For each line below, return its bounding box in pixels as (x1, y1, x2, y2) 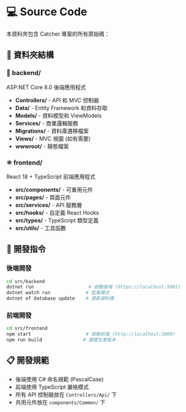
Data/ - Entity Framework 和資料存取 (15, 104, 108, 111)
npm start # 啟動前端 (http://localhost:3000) (6, 331, 176, 338)
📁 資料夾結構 (6, 50, 54, 60)
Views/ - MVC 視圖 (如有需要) (15, 134, 91, 142)
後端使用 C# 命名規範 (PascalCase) (15, 375, 104, 383)
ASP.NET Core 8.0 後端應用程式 (6, 84, 86, 91)
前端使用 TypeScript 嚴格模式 (15, 383, 89, 391)
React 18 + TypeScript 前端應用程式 (6, 173, 96, 180)
